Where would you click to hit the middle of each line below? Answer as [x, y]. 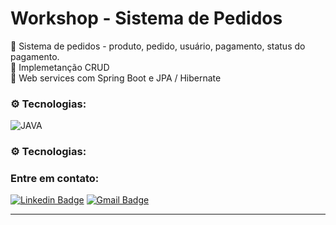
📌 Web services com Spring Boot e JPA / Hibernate [116, 78]
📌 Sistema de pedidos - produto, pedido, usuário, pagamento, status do [158, 46]
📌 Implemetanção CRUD [60, 67]
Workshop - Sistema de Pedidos [146, 18]
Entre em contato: [55, 179]
